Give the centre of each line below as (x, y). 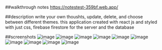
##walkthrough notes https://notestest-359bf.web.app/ (62, 7)
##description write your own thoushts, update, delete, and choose (74, 17)
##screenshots (21, 37)
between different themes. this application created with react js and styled (81, 22)
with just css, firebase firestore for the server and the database (70, 27)
